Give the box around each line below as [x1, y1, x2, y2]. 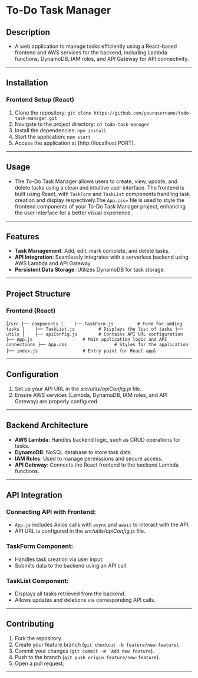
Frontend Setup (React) [6, 96, 75, 104]
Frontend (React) [6, 307, 56, 315]
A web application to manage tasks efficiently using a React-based [14, 43, 177, 50]
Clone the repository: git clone [14, 109, 91, 116]
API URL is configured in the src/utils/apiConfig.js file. [14, 527, 146, 534]
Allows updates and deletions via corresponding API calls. [14, 596, 156, 603]
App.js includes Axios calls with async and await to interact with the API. [14, 521, 190, 529]
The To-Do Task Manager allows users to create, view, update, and [14, 178, 178, 185]
